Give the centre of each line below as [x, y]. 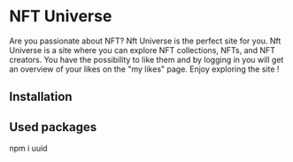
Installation [41, 97]
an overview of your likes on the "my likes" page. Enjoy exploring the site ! [144, 69]
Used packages [53, 127]
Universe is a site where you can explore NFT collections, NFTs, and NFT [143, 50]
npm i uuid [28, 149]
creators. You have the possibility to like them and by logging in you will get [146, 59]
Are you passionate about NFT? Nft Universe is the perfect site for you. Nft [145, 41]
